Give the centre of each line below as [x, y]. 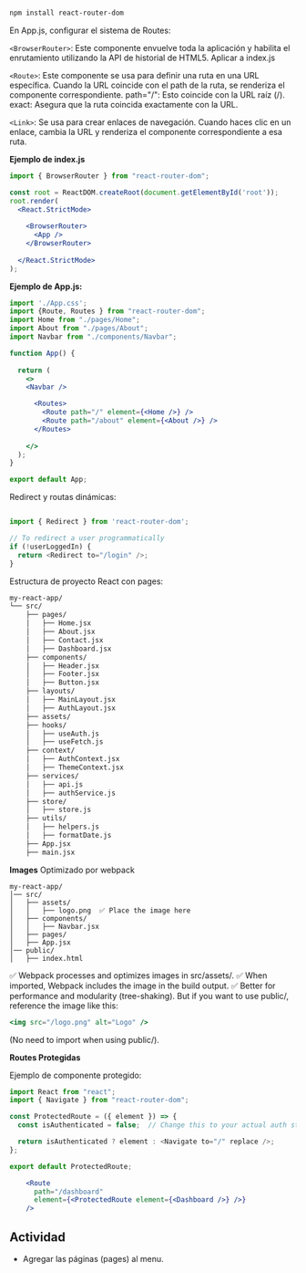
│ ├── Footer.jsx [63, 674]
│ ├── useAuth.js [63, 734]
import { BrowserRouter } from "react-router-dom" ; [109, 176]
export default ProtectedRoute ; [71, 1166]
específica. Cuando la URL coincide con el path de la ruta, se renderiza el [147, 85]
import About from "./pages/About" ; [79, 329]
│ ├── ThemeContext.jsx [75, 767]
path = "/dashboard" [68, 1192]
